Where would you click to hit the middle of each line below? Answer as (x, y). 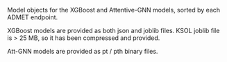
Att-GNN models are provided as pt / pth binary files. (83, 51)
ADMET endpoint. (33, 17)
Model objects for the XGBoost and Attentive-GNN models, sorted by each (114, 10)
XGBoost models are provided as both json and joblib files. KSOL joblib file (113, 31)
